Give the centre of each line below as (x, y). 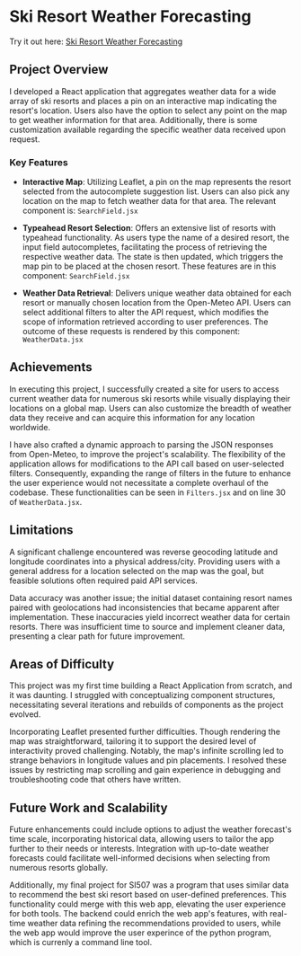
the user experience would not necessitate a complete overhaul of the (139, 482)
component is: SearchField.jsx (80, 211)
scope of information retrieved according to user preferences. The (145, 322)
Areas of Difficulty (62, 664)
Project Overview (59, 70)
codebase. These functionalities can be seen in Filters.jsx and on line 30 (147, 492)
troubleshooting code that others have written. (95, 780)
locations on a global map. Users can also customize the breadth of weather (150, 408)
